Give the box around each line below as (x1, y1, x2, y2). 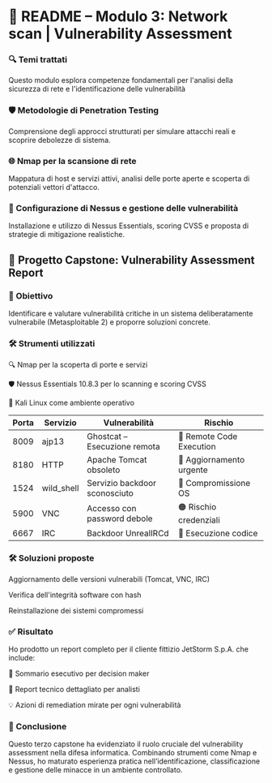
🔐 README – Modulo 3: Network (8, 7, 228, 26)
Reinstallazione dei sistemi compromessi (8, 605, 144, 615)
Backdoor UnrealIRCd (87, 527, 169, 539)
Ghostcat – (87, 431, 128, 442)
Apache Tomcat (87, 454, 147, 466)
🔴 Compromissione (177, 478, 251, 489)
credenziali (177, 514, 220, 526)
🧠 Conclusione (8, 721, 67, 732)
